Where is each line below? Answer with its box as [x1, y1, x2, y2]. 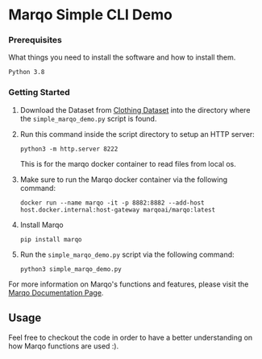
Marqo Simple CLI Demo [8, 6, 173, 24]
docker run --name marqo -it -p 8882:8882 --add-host [19, 199, 205, 207]
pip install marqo [19, 235, 82, 243]
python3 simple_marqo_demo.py [19, 265, 123, 273]
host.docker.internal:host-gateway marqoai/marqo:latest [19, 205, 216, 214]
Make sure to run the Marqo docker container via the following [19, 175, 228, 184]
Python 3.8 [8, 68, 45, 76]
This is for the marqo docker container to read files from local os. [19, 159, 236, 168]
